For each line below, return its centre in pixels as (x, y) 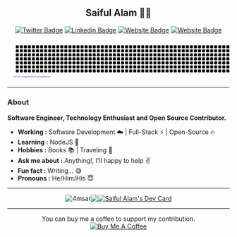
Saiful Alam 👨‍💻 (119, 13)
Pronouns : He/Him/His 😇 (55, 178)
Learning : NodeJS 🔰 (48, 142)
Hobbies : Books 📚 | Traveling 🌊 (65, 150)
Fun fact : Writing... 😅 (50, 171)
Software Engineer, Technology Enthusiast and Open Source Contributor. (117, 118)
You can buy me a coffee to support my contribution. (119, 219)
